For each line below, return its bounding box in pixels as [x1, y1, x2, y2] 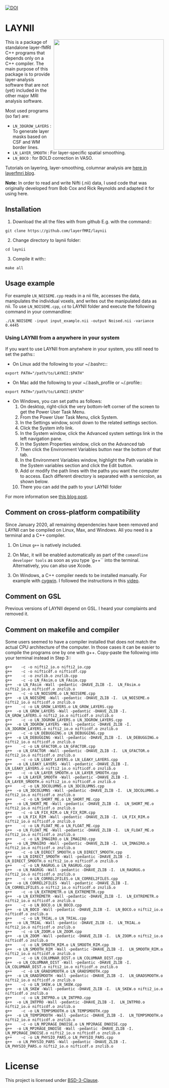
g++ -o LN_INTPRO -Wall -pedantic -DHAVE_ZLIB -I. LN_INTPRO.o [5, 1000, 145, 1005]
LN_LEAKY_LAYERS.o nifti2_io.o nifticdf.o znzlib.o [5, 766, 116, 771]
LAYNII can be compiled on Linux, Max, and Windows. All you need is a [5, 527, 152, 533]
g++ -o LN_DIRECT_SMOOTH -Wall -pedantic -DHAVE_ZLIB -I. [5, 854, 132, 859]
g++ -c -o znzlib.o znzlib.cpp [5, 673, 78, 679]
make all [5, 265, 24, 271]
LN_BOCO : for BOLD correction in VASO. [12, 155, 93, 161]
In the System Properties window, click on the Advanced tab [20, 441, 145, 447]
